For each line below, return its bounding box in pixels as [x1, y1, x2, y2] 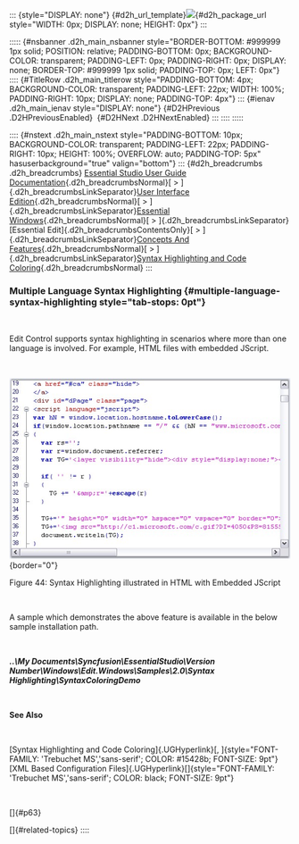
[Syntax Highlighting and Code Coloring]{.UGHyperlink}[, [9, 744, 220, 755]
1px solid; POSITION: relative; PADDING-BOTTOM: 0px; [9, 46, 212, 56]
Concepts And [137, 234, 190, 245]
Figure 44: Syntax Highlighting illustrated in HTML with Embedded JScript [9, 577, 281, 589]
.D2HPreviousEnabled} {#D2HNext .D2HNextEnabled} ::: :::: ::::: [9, 113, 244, 122]
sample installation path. [9, 622, 99, 632]
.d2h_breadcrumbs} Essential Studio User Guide [9, 168, 187, 178]
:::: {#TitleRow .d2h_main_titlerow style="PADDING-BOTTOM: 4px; [9, 74, 254, 85]
